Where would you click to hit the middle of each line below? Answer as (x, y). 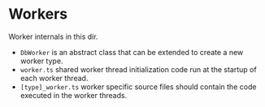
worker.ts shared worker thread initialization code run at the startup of (139, 69)
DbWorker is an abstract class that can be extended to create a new (132, 52)
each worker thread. (54, 78)
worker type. (41, 61)
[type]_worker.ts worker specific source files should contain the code (138, 87)
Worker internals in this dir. (53, 36)
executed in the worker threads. (74, 95)
